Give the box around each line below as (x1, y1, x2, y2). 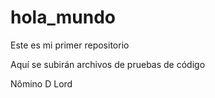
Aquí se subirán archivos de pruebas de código (10, 58, 206, 70)
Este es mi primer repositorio (10, 39, 130, 51)
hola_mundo (10, 6, 116, 29)
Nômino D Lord (10, 77, 73, 90)
